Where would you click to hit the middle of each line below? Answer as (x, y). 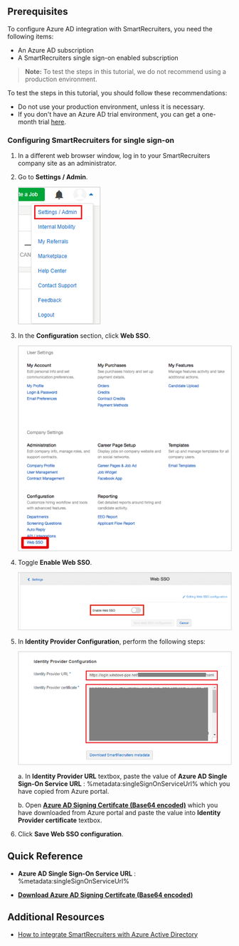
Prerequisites (38, 12)
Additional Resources (56, 917)
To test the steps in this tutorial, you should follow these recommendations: (117, 92)
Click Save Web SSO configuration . (70, 834)
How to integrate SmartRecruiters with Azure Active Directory (107, 934)
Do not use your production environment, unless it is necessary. (111, 107)
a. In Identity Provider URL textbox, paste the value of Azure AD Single (122, 776)
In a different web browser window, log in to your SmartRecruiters (114, 156)
